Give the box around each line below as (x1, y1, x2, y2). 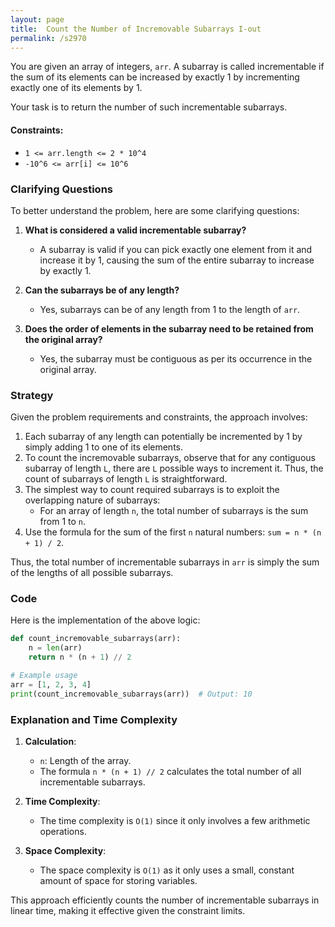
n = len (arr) (28, 643, 83, 653)
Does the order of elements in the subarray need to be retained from (24, 322, 314, 335)
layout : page (10, 14, 65, 25)
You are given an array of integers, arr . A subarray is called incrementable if (10, 61, 325, 73)
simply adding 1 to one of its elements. (24, 441, 183, 453)
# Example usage (10, 671, 78, 681)
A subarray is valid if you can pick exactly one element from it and (39, 243, 313, 255)
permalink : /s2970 (10, 33, 87, 43)
